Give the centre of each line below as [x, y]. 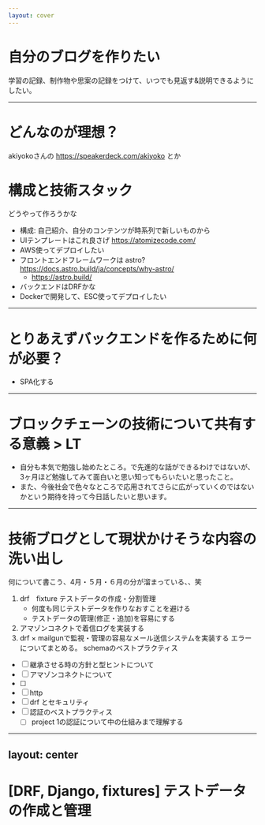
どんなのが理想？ [64, 132]
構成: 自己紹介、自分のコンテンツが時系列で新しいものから [115, 230]
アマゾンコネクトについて [71, 674]
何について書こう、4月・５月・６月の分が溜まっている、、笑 [105, 582]
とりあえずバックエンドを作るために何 [133, 339]
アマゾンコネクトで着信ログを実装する [82, 629]
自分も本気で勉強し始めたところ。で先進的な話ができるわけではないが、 [137, 467]
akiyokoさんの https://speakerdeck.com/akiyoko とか [95, 155]
